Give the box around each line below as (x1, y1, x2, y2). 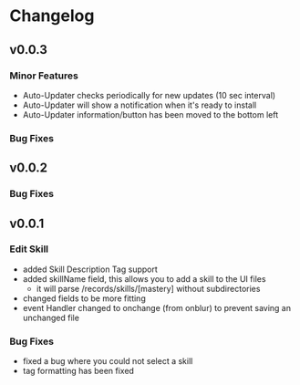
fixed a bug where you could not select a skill (22, 356, 193, 367)
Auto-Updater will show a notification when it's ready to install (22, 99, 257, 110)
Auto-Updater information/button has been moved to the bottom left (22, 109, 279, 120)
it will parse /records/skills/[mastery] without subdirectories (36, 283, 261, 294)
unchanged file (22, 312, 80, 323)
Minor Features (9, 69, 79, 82)
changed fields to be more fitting (22, 293, 146, 304)
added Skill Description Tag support (22, 264, 158, 275)
